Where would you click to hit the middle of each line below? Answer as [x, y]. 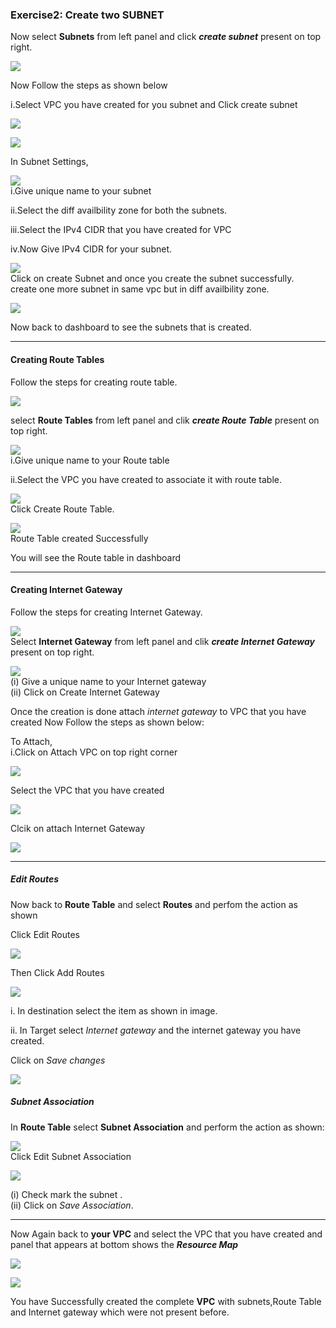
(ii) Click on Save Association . [72, 1205]
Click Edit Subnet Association [71, 1156]
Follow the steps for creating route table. [94, 382]
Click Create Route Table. [62, 509]
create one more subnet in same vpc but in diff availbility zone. [140, 289]
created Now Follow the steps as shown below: [107, 722]
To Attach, [31, 741]
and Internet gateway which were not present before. [120, 1312]
